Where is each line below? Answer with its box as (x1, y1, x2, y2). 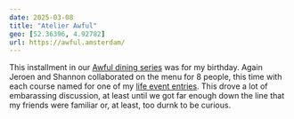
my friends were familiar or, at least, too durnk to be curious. (9, 99, 232, 111)
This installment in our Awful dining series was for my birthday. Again (9, 62, 263, 73)
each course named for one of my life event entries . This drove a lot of (9, 81, 268, 91)
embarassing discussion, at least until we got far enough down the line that (9, 91, 285, 101)
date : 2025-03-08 (9, 12, 74, 22)
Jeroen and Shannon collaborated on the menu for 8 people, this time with (9, 72, 282, 83)
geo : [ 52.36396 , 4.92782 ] (9, 29, 105, 38)
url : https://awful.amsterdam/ (9, 37, 126, 47)
